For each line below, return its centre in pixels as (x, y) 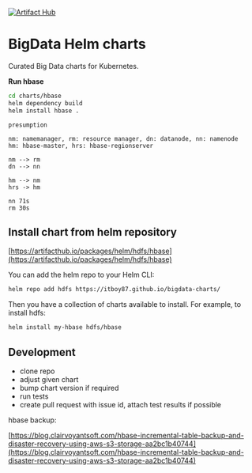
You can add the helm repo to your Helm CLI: (81, 275)
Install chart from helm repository (93, 232)
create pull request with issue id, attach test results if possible (120, 404)
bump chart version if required (69, 388)
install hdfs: (27, 313)
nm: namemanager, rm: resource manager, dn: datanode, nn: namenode (123, 138)
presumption (28, 125)
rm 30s (19, 208)
